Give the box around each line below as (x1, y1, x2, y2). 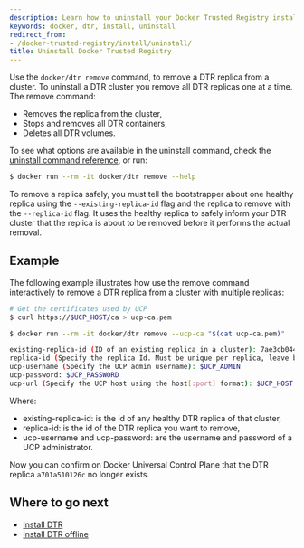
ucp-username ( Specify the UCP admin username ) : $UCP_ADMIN (9, 363, 242, 372)
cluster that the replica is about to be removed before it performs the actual (9, 218, 290, 228)
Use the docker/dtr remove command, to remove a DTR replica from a (9, 71, 270, 82)
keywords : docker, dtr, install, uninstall (9, 22, 176, 31)
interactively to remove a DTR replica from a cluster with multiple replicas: (9, 287, 285, 298)
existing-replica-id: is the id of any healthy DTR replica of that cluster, (22, 412, 282, 423)
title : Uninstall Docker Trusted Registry (9, 47, 172, 56)
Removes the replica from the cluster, (22, 109, 163, 119)
